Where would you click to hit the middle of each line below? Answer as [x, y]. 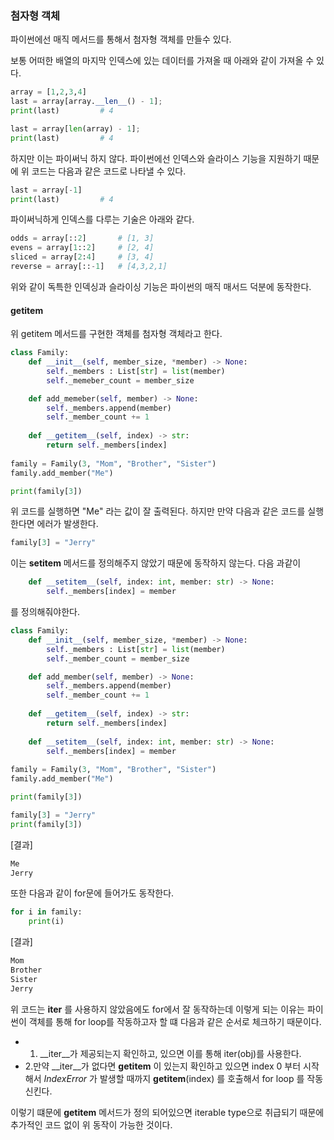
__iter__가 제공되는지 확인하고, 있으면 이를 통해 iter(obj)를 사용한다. [170, 1053]
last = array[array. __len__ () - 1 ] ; [86, 102]
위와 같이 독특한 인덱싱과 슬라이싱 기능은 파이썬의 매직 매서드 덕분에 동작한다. [161, 286]
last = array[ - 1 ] [46, 190]
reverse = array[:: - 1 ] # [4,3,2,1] [89, 267]
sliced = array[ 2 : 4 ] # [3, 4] [82, 257]
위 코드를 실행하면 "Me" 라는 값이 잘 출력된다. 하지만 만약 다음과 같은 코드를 [158, 511]
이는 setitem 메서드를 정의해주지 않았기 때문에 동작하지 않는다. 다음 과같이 [156, 563]
